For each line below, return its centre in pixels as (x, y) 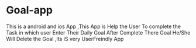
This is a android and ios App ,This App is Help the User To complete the (94, 26)
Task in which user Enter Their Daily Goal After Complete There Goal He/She (98, 32)
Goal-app (29, 10)
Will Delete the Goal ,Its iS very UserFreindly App (65, 39)
